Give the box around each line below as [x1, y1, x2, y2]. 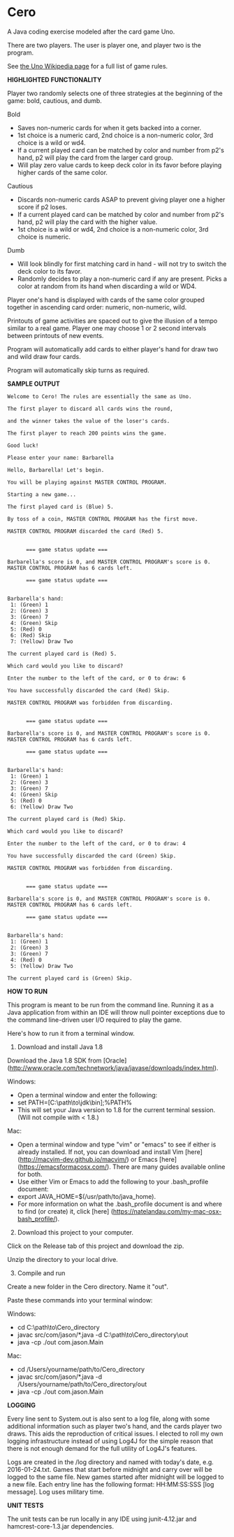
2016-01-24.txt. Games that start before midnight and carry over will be [7, 1465, 212, 1473]
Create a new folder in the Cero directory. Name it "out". [7, 1282, 169, 1291]
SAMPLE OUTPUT [7, 379, 61, 388]
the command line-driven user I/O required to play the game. [7, 1016, 182, 1024]
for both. [17, 1170, 43, 1178]
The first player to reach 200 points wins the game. [7, 430, 168, 437]
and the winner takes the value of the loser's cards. [7, 417, 170, 424]
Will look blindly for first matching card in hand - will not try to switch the [17, 260, 227, 268]
